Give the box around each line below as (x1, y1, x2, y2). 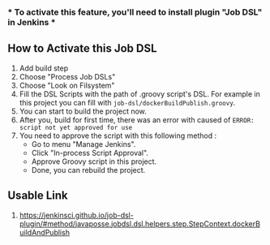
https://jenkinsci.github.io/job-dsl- (19, 210, 135, 220)
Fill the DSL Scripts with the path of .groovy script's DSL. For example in (19, 88, 261, 99)
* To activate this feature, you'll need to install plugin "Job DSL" (7, 6, 263, 18)
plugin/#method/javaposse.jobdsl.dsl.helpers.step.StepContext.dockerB (19, 218, 261, 229)
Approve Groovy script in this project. (31, 157, 157, 166)
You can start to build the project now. (19, 106, 147, 116)
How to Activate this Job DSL (7, 41, 157, 55)
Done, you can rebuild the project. (31, 165, 146, 174)
